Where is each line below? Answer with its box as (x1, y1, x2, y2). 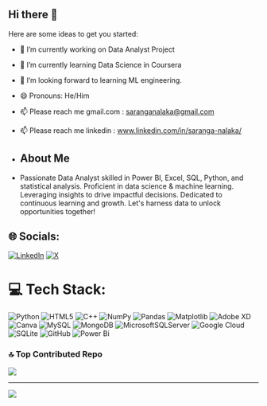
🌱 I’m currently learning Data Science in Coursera (19, 60, 182, 69)
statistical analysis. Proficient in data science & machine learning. (19, 181, 234, 191)
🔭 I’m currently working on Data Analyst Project (19, 45, 175, 54)
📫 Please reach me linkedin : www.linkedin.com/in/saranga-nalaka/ (19, 125, 242, 135)
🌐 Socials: (8, 230, 60, 244)
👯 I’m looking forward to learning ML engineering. (19, 75, 183, 84)
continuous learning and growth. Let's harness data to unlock (19, 198, 221, 208)
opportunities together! (19, 206, 96, 216)
